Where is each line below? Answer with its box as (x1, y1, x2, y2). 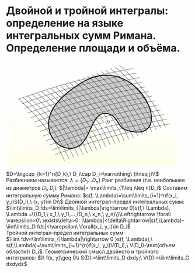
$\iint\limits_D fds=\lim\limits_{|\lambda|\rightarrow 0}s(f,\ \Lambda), (6, 204, 170, 211)
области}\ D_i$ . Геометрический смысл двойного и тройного (6, 248, 159, 255)
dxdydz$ (6, 260, 27, 267)
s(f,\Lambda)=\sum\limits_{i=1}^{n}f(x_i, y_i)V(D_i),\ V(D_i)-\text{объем (6, 241, 176, 248)
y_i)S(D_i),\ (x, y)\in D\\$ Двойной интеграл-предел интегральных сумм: (6, 198, 185, 205)
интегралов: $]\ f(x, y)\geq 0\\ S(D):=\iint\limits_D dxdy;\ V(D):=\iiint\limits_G (6, 254, 190, 261)
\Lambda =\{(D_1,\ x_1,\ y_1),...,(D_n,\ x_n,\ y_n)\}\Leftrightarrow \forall (6, 210, 171, 217)
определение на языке (6, 16, 124, 30)
